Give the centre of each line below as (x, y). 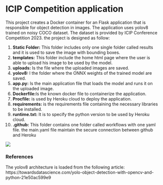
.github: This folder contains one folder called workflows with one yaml (84, 124)
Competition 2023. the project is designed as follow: (58, 38)
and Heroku (24, 135)
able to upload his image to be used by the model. (63, 63)
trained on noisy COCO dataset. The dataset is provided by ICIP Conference (81, 33)
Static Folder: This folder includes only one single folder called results (83, 47)
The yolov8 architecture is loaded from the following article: (65, 167)
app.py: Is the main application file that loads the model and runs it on (83, 83)
